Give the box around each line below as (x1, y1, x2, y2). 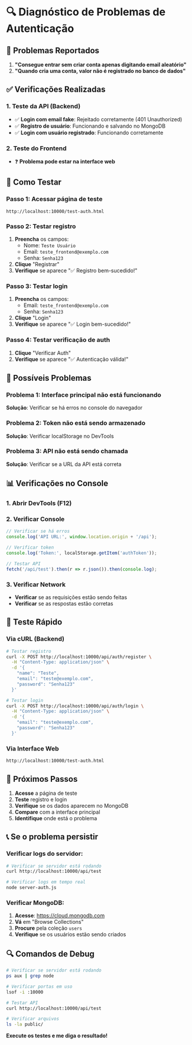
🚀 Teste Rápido (6, 617, 63, 627)
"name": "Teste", (17, 670, 60, 677)
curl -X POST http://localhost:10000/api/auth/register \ (6, 653, 152, 660)
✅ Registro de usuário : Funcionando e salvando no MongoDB (14, 122, 166, 130)
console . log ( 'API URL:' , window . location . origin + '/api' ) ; (6, 534, 158, 540)
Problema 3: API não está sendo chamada (6, 447, 128, 455)
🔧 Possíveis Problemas (6, 373, 92, 383)
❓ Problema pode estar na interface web (14, 158, 115, 165)
